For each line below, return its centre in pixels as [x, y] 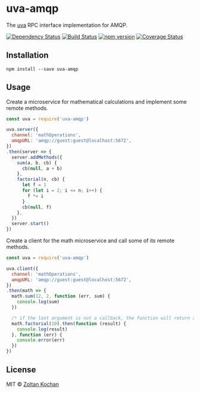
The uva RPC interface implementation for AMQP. [67, 25]
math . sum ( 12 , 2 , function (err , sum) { [61, 297]
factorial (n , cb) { [41, 180]
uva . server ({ [22, 130]
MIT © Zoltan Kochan [33, 384]
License [21, 370]
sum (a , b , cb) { [37, 163]
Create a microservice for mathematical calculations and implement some [96, 102]
